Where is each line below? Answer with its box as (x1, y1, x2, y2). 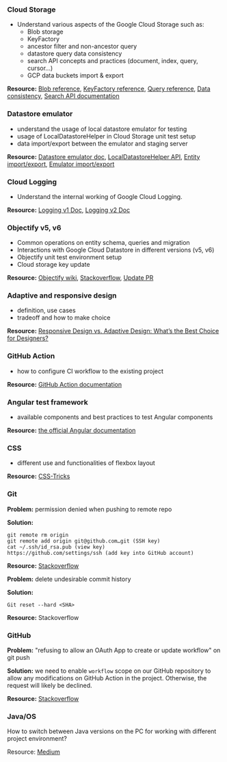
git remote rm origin (7, 532, 69, 538)
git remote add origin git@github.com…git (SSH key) (7, 537, 161, 545)
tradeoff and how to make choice (16, 313, 111, 322)
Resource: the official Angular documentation (7, 427, 136, 435)
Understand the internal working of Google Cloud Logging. (16, 192, 183, 200)
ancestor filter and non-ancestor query (27, 43, 137, 51)
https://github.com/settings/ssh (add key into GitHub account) (7, 549, 194, 556)
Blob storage (27, 27, 64, 36)
